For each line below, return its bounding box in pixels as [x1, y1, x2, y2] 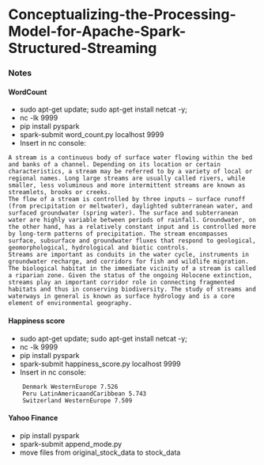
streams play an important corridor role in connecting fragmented [8, 279, 236, 287]
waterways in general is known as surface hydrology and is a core [8, 292, 236, 300]
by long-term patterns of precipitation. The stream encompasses [8, 230, 228, 238]
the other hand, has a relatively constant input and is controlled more [8, 223, 257, 231]
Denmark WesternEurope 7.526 [22, 383, 119, 391]
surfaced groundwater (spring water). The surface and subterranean [8, 209, 239, 217]
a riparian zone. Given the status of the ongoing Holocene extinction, [8, 272, 253, 280]
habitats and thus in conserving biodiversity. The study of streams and [8, 285, 257, 294]
